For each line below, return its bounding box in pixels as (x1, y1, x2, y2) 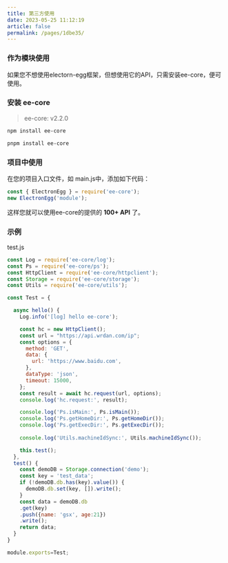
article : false (7, 23, 51, 30)
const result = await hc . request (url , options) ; (19, 390, 162, 397)
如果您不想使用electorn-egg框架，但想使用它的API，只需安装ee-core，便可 (7, 70, 222, 79)
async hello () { (13, 307, 60, 314)
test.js (7, 243, 25, 251)
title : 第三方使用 (7, 10, 55, 17)
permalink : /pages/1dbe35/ (7, 29, 85, 37)
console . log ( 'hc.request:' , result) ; (19, 396, 128, 404)
